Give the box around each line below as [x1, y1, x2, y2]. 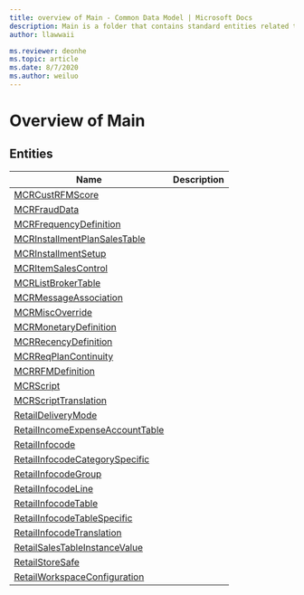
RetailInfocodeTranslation [14, 526, 122, 539]
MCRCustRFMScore [14, 188, 100, 201]
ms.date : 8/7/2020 [9, 63, 79, 72]
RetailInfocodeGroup [14, 467, 102, 480]
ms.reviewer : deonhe [9, 46, 88, 55]
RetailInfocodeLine [14, 482, 93, 495]
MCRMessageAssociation [14, 291, 124, 304]
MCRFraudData [14, 203, 80, 215]
